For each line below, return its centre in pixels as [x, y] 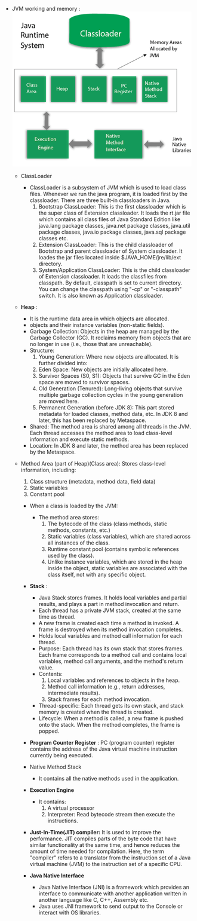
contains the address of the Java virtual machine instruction [103, 749]
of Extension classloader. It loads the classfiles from [103, 277]
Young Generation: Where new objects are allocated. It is [109, 357]
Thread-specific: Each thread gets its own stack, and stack [111, 706]
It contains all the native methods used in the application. [109, 779]
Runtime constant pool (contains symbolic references [113, 549]
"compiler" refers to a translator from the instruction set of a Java [110, 858]
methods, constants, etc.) [79, 530]
